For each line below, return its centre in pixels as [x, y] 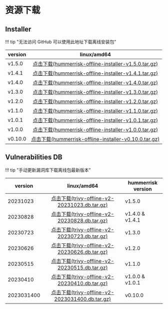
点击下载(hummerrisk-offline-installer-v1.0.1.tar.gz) [95, 120]
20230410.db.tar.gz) [82, 283]
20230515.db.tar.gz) [82, 267]
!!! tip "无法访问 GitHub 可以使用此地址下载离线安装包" [61, 42]
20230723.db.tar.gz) [82, 236]
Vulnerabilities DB [34, 157]
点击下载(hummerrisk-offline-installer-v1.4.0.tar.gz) [95, 83]
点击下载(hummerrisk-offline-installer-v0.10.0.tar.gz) [95, 139]
